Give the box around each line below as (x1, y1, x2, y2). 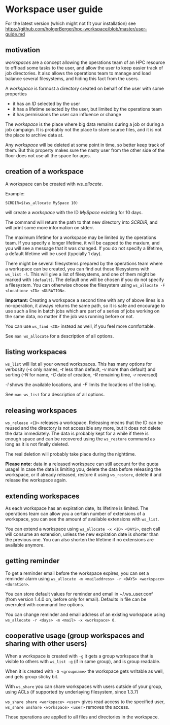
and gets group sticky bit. (5, 673, 59, 679)
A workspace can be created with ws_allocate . (5, 181, 103, 187)
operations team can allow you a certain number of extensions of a (5, 511, 146, 516)
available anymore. (5, 542, 45, 548)
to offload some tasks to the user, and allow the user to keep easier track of (5, 64, 163, 71)
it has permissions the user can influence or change (12, 111, 122, 117)
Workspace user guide (5, 4, 103, 15)
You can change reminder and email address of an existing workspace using (5, 611, 165, 617)
